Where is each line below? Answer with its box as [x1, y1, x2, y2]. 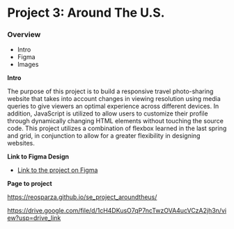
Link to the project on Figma [17, 166, 98, 175]
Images [17, 61, 39, 69]
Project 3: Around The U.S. [7, 5, 165, 21]
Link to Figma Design [7, 152, 70, 161]
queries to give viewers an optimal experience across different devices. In [7, 102, 219, 111]
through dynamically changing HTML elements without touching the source [7, 117, 224, 125]
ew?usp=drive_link [7, 214, 61, 222]
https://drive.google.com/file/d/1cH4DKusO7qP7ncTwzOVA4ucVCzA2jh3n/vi [7, 207, 227, 215]
